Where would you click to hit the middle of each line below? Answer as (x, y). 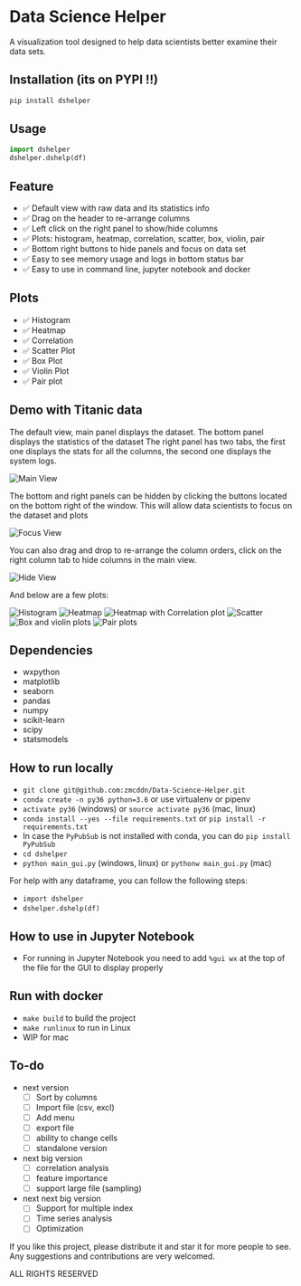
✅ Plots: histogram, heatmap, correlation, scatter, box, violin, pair (143, 238)
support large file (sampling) (89, 1188)
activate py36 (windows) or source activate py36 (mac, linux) (139, 809)
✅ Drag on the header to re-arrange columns (106, 218)
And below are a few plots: (59, 595)
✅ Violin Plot (46, 371)
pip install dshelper (50, 100)
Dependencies (51, 650)
